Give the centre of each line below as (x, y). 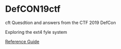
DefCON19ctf (33, 9)
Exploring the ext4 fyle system (36, 32)
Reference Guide (22, 41)
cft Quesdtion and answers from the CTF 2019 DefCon (60, 23)
